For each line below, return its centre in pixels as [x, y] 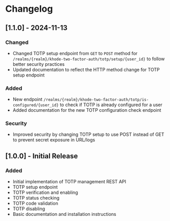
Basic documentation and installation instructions [64, 214]
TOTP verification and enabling [45, 192]
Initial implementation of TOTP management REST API [69, 182]
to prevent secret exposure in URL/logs [54, 140]
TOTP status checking [36, 198]
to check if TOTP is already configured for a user [111, 105]
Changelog [29, 9]
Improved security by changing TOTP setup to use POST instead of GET [88, 134]
